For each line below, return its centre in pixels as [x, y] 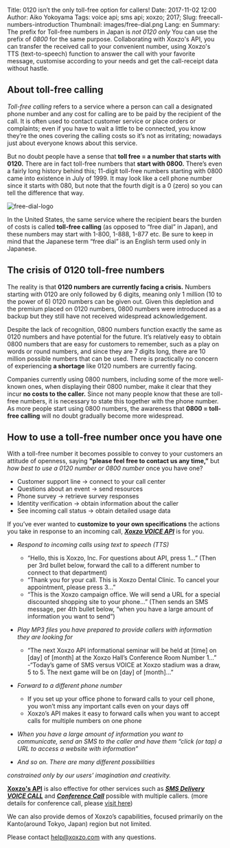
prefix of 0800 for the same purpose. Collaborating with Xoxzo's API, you [111, 39]
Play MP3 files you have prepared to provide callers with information [114, 630]
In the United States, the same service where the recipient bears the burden [114, 219]
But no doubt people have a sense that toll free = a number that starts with [114, 156]
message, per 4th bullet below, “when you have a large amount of [120, 609]
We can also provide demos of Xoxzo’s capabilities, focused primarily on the [115, 816]
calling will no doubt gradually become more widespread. [102, 416]
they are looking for [45, 637]
